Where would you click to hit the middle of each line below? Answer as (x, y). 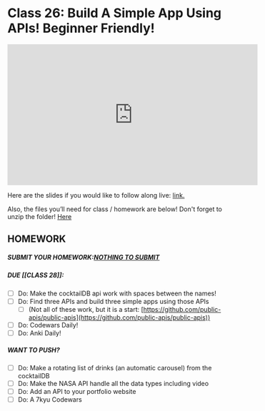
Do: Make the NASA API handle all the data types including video (113, 384)
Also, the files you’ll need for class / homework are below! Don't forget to (115, 209)
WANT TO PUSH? (34, 350)
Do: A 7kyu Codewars (50, 400)
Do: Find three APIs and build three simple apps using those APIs (113, 301)
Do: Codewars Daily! (48, 325)
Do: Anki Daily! (39, 333)
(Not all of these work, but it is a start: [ (86, 309)
